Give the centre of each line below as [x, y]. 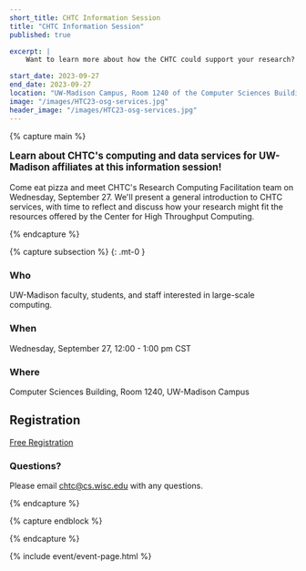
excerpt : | [30, 51]
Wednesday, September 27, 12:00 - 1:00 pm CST [100, 348]
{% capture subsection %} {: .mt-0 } [77, 252]
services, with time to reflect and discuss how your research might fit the [147, 207]
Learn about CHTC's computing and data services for [133, 156]
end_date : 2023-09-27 [51, 85]
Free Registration [41, 442]
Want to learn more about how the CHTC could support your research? [161, 60]
